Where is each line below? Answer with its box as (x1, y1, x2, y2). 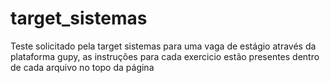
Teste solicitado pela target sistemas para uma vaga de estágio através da (10, 40, 317, 52)
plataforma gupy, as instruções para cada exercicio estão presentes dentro (10, 50, 320, 62)
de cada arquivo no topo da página (10, 61, 155, 73)
